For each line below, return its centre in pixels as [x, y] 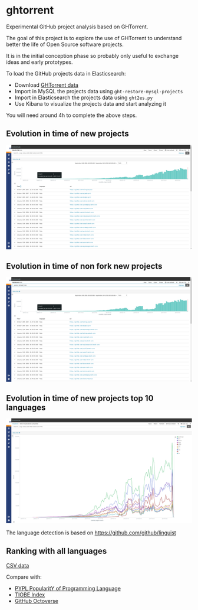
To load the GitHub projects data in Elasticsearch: [66, 73]
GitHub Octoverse [37, 601]
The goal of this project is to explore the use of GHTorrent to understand [94, 38]
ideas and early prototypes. [39, 62]
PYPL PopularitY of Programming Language [67, 588]
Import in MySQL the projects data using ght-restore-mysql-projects [99, 91]
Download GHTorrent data [46, 85]
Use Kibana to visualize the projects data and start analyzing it [90, 103]
